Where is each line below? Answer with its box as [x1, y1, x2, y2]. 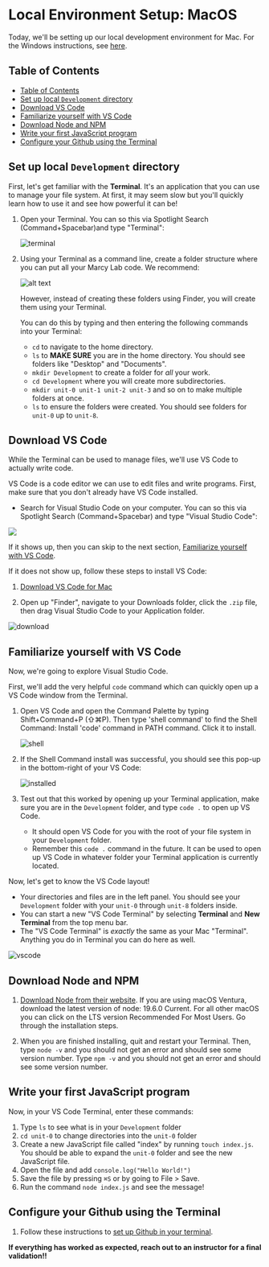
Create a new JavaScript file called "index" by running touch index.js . [19, 1139, 255, 1149]
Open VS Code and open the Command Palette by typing [19, 706, 210, 716]
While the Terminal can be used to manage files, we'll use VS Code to [8, 455, 238, 464]
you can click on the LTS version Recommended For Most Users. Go [19, 1012, 247, 1022]
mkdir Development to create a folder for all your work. [31, 368, 211, 377]
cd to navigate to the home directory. [31, 342, 154, 352]
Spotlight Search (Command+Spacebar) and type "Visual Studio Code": [19, 512, 259, 521]
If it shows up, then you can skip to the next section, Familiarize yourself [8, 542, 247, 552]
